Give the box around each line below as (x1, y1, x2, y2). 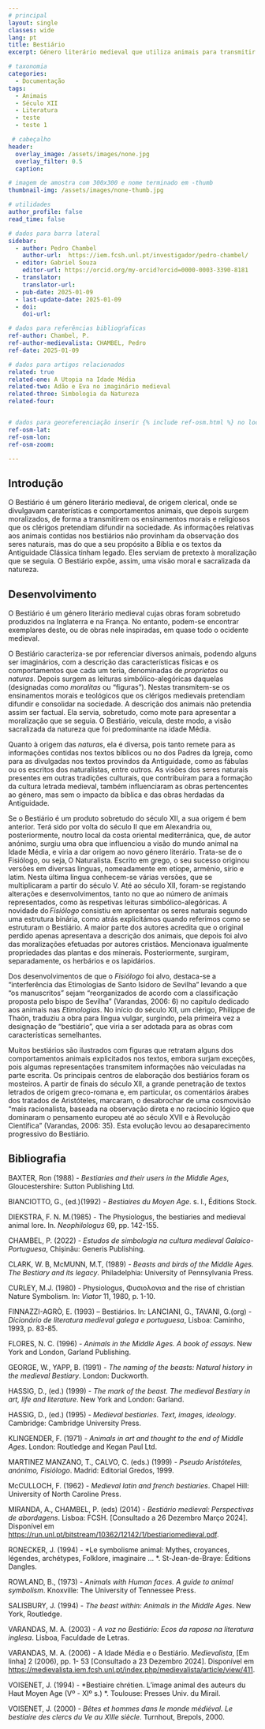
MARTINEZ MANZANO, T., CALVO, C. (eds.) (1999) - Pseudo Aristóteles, (8, 1457, 243, 1466)
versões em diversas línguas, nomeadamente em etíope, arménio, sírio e (8, 864, 244, 873)
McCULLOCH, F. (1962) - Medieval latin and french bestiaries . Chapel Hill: (8, 1480, 250, 1490)
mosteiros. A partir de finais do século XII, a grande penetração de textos (8, 1079, 247, 1088)
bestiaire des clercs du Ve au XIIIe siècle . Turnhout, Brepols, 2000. (8, 1712, 225, 1721)
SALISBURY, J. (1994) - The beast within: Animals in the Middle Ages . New (8, 1600, 252, 1610)
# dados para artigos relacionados (8, 361, 125, 369)
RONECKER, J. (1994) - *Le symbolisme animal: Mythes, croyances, (8, 1544, 230, 1555)
